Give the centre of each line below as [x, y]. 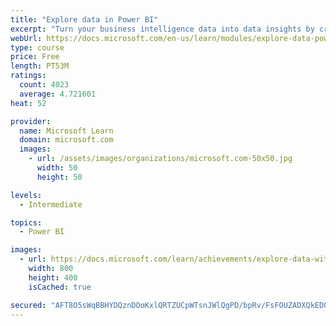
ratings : [28, 76]
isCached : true [60, 287]
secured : [28, 305]
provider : [31, 121]
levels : [26, 195]
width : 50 [57, 168]
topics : [26, 222]
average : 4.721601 [58, 94]
